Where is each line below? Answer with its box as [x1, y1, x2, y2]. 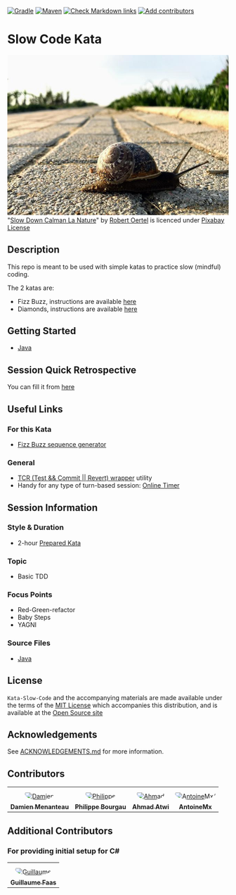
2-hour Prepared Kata [17, 538, 81, 547]
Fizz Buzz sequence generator [17, 440, 107, 448]
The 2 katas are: [7, 284, 55, 292]
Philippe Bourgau [74, 802, 126, 811]
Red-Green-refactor [17, 606, 76, 614]
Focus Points [7, 590, 53, 599]
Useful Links [7, 403, 63, 415]
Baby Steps [17, 613, 51, 622]
